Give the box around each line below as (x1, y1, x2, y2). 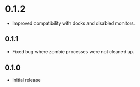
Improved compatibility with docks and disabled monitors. (12, 20, 135, 26)
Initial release (12, 77, 41, 83)
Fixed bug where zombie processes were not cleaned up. (12, 48, 134, 54)
